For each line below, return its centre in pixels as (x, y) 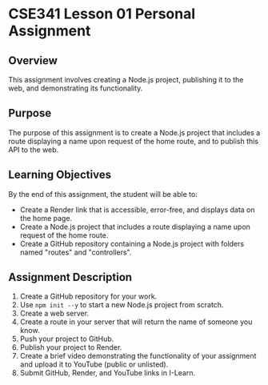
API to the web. (34, 150)
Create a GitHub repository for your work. (88, 296)
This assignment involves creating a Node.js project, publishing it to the (126, 80)
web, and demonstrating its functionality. (76, 88)
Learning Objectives (60, 175)
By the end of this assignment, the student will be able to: (103, 194)
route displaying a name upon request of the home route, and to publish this (133, 141)
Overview (33, 60)
